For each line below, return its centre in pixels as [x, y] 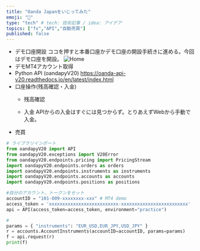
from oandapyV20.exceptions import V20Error [62, 154]
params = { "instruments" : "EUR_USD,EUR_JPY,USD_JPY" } [77, 226]
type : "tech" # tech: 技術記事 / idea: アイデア [64, 23]
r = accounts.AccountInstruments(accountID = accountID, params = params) [96, 231]
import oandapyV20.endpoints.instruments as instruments [79, 171]
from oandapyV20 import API [41, 149]
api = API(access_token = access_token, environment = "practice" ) [87, 209]
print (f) [17, 243]
